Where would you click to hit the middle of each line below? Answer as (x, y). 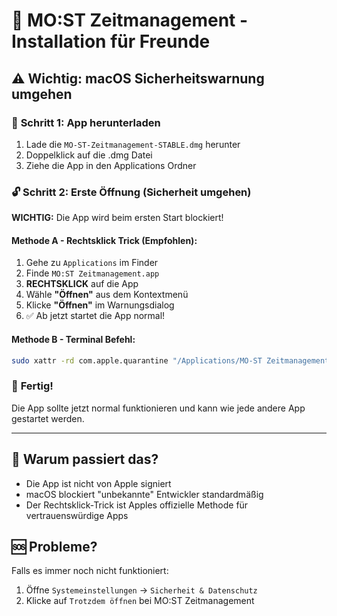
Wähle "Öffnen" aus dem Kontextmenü (107, 295)
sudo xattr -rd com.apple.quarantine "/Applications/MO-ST (137, 360)
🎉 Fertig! (32, 386)
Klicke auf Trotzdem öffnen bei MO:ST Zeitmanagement (140, 601)
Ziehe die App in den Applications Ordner (111, 165)
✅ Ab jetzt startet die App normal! (95, 316)
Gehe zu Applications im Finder (92, 263)
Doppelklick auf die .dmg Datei (89, 155)
